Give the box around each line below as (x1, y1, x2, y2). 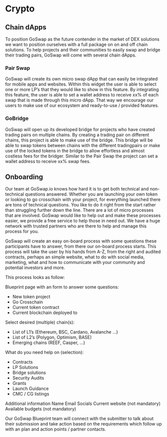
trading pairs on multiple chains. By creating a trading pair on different (5, 131, 150, 137)
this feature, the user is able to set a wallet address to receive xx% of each (5, 92, 159, 98)
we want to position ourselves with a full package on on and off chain (5, 41, 148, 47)
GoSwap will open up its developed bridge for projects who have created (5, 126, 156, 132)
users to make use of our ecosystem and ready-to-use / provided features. (5, 102, 159, 108)
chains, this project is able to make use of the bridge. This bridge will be (5, 137, 153, 143)
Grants (12, 380, 26, 386)
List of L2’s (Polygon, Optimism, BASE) (12, 334, 92, 340)
